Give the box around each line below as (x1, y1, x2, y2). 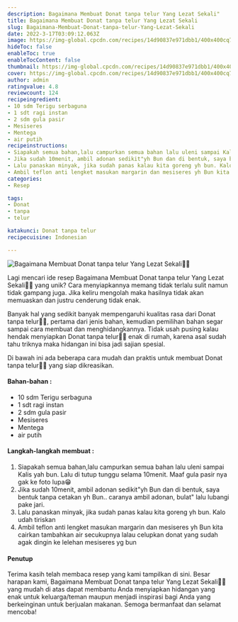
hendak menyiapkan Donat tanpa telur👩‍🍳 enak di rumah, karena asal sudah (7, 332, 227, 340)
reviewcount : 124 (7, 89, 59, 96)
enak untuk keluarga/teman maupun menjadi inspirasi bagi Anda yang (7, 593, 211, 601)
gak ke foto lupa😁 (17, 478, 72, 487)
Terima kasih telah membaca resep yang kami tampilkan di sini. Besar (7, 570, 210, 579)
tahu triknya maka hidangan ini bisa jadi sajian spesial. (7, 340, 165, 348)
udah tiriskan (17, 516, 56, 524)
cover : (7, 70, 27, 77)
